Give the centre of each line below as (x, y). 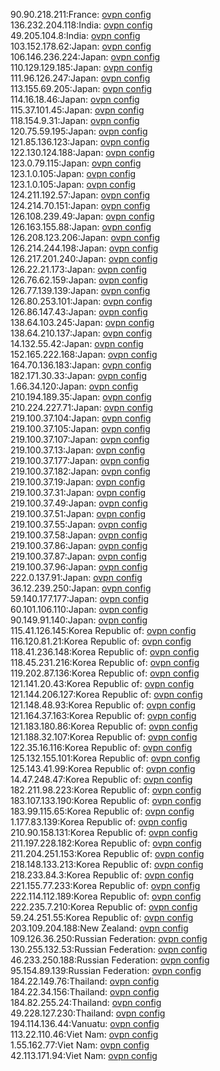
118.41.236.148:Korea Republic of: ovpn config (105, 652)
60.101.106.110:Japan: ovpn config (79, 609)
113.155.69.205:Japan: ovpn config (81, 88)
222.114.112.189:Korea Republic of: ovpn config (106, 896)
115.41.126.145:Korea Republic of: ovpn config (103, 630)
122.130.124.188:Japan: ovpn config (82, 152)
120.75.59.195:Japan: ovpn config (79, 131)
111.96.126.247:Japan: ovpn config (80, 78)
